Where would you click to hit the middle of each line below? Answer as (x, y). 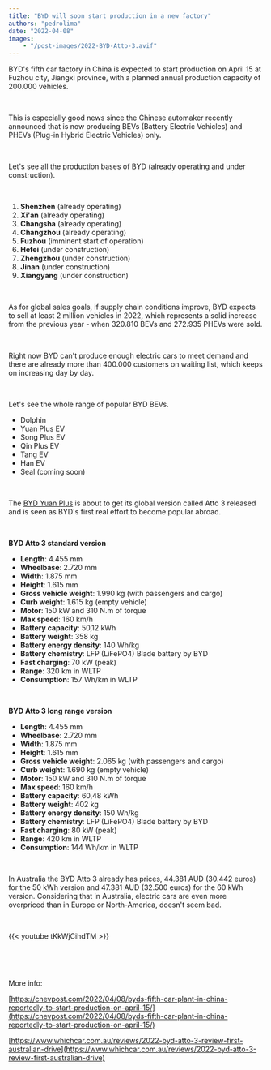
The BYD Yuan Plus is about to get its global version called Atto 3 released (132, 503)
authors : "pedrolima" (45, 24)
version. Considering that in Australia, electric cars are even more (118, 896)
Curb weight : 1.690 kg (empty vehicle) (85, 770)
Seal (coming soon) (53, 472)
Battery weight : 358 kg (59, 637)
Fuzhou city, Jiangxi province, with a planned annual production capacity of (135, 78)
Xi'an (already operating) (62, 215)
